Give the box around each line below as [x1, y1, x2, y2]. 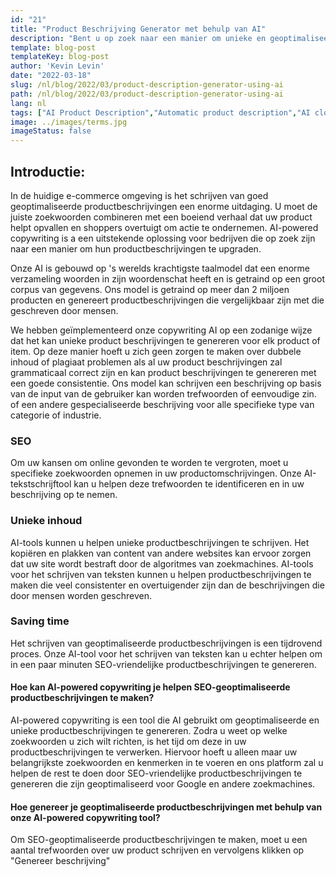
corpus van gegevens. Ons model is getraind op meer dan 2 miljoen [10, 283, 290, 295]
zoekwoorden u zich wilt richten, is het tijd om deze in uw [10, 736, 247, 748]
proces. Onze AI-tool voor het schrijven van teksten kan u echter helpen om [10, 647, 323, 660]
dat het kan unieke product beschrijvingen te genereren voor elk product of [10, 334, 321, 346]
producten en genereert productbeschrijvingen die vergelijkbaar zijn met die [10, 294, 325, 306]
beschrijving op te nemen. [10, 489, 118, 501]
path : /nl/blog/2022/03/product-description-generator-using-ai [10, 89, 284, 99]
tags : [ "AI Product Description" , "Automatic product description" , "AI [10, 107, 311, 118]
